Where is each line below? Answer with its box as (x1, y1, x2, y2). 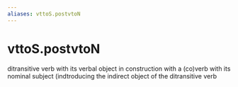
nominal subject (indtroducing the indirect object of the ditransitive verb (7, 71, 217, 80)
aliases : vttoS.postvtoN (7, 10, 81, 18)
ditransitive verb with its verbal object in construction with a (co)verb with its (7, 64, 231, 73)
